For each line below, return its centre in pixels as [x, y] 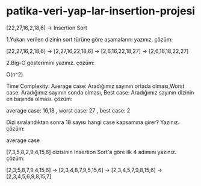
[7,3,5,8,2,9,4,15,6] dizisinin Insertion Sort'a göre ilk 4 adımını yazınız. [91, 152]
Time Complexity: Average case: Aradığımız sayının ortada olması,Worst [95, 86]
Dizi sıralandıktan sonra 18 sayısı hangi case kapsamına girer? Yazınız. [93, 122]
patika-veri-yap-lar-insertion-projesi [101, 11]
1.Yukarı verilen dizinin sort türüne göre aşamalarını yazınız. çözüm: [90, 39]
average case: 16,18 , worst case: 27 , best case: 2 [68, 110]
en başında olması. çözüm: [39, 99]
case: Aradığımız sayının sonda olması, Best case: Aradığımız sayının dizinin [100, 92]
